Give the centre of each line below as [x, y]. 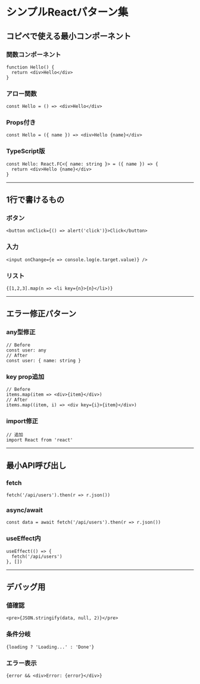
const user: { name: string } [44, 360]
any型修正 [21, 332]
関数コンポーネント [34, 54]
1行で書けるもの [35, 200]
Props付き [21, 123]
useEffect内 [24, 539]
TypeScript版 [26, 151]
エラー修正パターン [41, 314]
